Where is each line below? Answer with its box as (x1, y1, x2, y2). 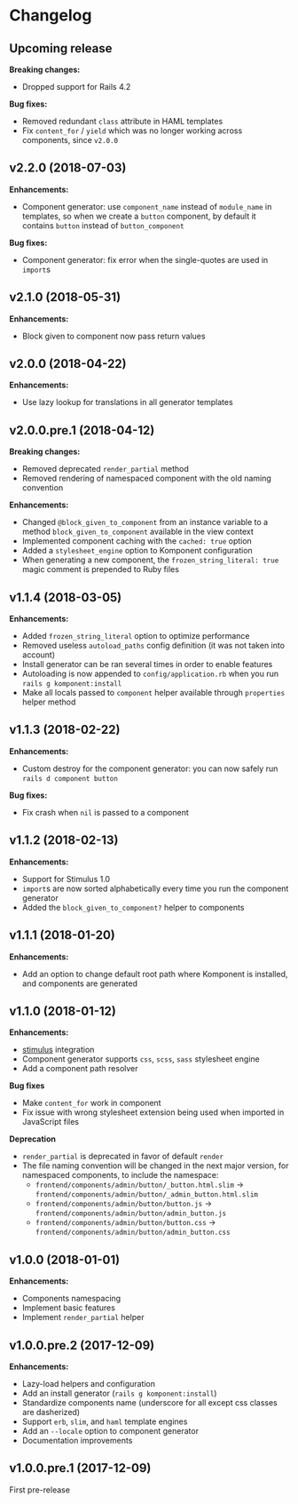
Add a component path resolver (21, 1063, 139, 1074)
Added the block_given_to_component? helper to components (21, 902, 245, 912)
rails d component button (21, 774, 118, 783)
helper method (21, 696, 76, 707)
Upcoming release (9, 41, 113, 56)
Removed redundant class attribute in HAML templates (21, 116, 223, 126)
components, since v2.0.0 (21, 135, 119, 145)
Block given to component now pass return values (21, 330, 206, 341)
